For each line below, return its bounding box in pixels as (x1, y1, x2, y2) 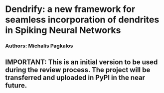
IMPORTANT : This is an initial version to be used (5, 58, 158, 66)
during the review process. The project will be (5, 66, 151, 74)
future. (5, 81, 27, 90)
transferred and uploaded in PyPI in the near (5, 73, 146, 82)
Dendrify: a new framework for (5, 3, 136, 15)
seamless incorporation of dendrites (5, 14, 160, 25)
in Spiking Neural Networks (5, 25, 121, 36)
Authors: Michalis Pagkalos (5, 42, 73, 49)
